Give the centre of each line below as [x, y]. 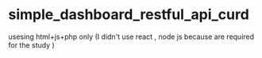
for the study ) [32, 44]
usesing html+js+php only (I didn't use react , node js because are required [131, 37]
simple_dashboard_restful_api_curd [129, 15]
